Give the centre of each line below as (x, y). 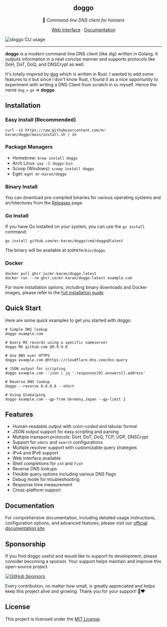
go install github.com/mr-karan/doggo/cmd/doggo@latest (64, 241)
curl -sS (14, 130)
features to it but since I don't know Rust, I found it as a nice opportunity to (82, 79)
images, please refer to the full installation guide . (55, 292)
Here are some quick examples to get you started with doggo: (68, 320)
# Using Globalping (25, 395)
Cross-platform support (37, 490)
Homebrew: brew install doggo (45, 158)
